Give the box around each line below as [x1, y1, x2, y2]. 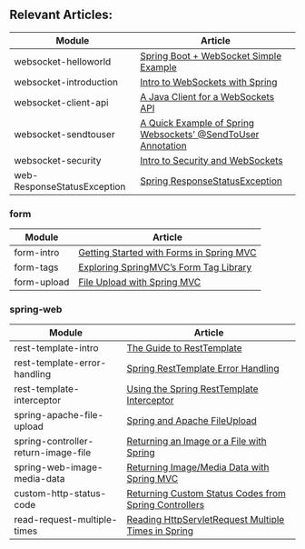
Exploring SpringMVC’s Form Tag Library [78, 261, 252, 274]
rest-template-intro [14, 342, 99, 354]
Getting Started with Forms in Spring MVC [78, 246, 257, 259]
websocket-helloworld [14, 55, 112, 67]
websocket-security [14, 154, 102, 166]
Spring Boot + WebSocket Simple [140, 49, 282, 62]
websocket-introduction [14, 75, 118, 88]
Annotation [140, 139, 188, 152]
